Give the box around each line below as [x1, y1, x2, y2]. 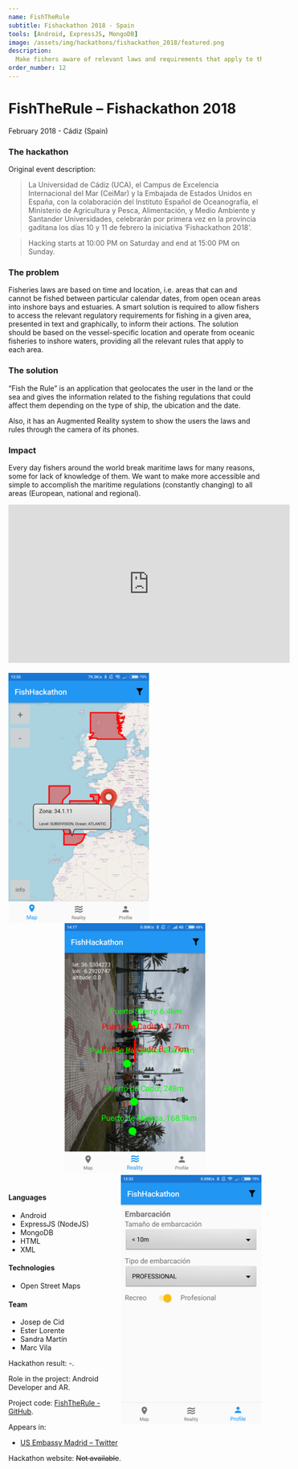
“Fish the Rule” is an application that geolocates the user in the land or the [8, 383, 254, 393]
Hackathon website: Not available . [8, 1454, 122, 1463]
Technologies [8, 1263, 55, 1273]
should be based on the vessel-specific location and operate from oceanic [8, 328, 255, 338]
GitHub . [8, 1407, 34, 1417]
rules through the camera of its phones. [8, 425, 140, 434]
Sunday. [27, 247, 55, 256]
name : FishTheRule [8, 13, 70, 21]
